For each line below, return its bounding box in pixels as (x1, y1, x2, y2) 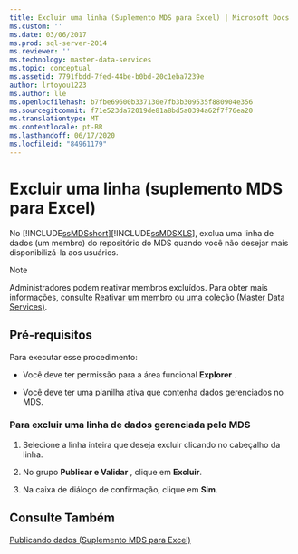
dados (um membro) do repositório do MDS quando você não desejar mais (9, 237, 289, 248)
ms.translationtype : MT (9, 114, 100, 123)
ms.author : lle (9, 89, 67, 98)
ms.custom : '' (9, 22, 63, 31)
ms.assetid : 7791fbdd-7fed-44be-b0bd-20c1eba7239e (9, 72, 205, 81)
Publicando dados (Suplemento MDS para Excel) (9, 534, 192, 545)
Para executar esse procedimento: (9, 351, 138, 362)
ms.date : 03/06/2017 (9, 30, 88, 39)
